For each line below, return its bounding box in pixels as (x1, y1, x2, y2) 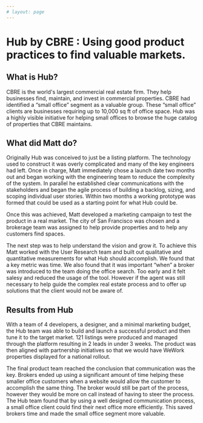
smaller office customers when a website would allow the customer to (6, 377, 181, 385)
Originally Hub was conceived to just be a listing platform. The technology (6, 154, 191, 161)
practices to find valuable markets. (6, 48, 186, 61)
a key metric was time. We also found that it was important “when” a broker (6, 262, 195, 269)
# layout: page (6, 8, 45, 15)
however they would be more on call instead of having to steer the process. (6, 391, 195, 398)
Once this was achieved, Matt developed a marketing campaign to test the (6, 211, 192, 218)
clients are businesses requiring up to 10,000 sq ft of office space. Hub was (6, 107, 195, 115)
